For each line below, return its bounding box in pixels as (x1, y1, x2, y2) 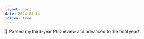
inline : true (5, 16, 32, 20)
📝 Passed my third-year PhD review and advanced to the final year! (5, 29, 139, 35)
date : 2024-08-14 (5, 11, 40, 16)
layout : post (5, 7, 32, 12)
